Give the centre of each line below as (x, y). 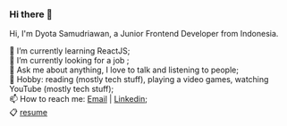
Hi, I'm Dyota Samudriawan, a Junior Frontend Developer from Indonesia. (144, 34)
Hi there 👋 (31, 14)
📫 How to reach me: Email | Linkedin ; (78, 99)
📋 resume (28, 113)
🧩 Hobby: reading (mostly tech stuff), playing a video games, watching (139, 80)
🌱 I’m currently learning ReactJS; (70, 51)
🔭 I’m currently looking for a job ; (69, 61)
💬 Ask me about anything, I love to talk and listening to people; (124, 70)
